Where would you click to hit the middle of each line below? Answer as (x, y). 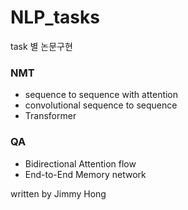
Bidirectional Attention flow (80, 163)
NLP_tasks (55, 17)
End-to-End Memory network (85, 174)
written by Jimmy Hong (58, 193)
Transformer (50, 116)
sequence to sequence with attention (101, 95)
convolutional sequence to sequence (101, 105)
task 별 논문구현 (41, 46)
